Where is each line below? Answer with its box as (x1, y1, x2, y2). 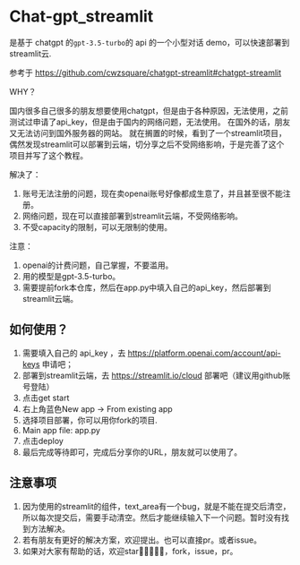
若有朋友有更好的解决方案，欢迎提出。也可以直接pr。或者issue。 (21, 535, 262, 545)
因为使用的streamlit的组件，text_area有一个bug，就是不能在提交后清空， (21, 501, 291, 511)
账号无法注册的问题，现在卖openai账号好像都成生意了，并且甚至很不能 (21, 188, 284, 199)
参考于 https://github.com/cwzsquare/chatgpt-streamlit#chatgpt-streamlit (9, 67, 282, 78)
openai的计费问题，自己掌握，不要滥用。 (21, 260, 174, 270)
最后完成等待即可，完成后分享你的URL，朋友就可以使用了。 (21, 446, 243, 458)
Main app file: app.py (21, 424, 101, 435)
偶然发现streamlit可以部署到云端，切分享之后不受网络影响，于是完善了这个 (9, 139, 285, 150)
